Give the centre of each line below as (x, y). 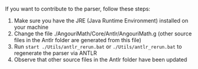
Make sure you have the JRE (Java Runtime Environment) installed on (101, 20)
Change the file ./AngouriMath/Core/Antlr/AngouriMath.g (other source (103, 34)
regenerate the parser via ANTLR (55, 53)
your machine (31, 27)
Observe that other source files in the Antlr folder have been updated (101, 60)
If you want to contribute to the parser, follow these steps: (78, 9)
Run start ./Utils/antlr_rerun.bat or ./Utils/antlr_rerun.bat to (98, 46)
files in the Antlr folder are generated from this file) (78, 40)
